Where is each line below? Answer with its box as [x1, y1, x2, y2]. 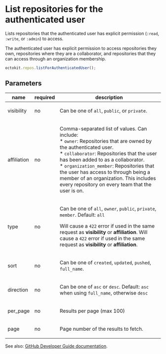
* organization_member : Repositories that [59, 162, 155, 169]
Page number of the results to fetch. [59, 325, 143, 332]
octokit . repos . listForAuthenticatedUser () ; [5, 65, 96, 70]
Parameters [5, 79, 42, 88]
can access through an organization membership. [5, 56, 106, 61]
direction [7, 286, 29, 293]
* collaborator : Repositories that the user [59, 150, 157, 157]
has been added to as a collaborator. [59, 156, 145, 163]
